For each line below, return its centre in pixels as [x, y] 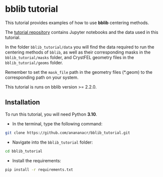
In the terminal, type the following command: [57, 123]
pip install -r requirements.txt [39, 170]
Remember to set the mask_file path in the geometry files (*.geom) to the [79, 72]
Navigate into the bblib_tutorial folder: [52, 142]
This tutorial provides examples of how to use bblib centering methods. [77, 23]
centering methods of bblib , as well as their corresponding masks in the [78, 52]
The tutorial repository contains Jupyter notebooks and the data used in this [82, 32]
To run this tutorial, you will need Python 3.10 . [51, 114]
